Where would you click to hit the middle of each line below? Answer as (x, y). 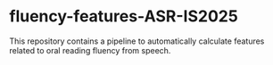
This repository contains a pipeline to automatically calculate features (137, 41)
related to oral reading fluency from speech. (90, 50)
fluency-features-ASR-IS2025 (124, 16)
